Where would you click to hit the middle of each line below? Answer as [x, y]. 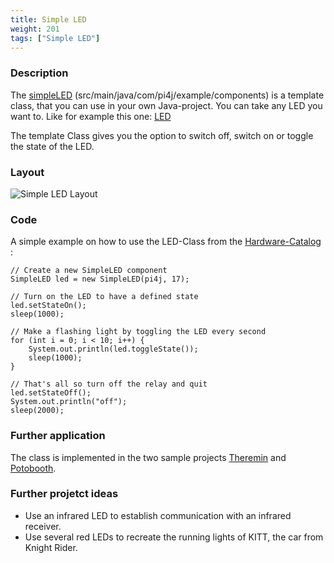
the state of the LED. [52, 146]
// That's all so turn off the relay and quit [109, 384]
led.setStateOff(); [51, 393]
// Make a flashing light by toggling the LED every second [138, 332]
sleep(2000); [37, 411]
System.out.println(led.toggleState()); [113, 349]
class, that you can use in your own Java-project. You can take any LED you [166, 105]
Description [39, 73]
